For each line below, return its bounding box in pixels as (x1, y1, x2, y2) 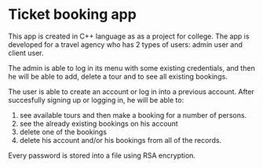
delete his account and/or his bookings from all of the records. (19, 135, 222, 144)
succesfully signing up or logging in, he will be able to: (8, 95, 184, 104)
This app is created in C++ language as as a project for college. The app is (8, 31, 250, 41)
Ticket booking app (8, 5, 137, 24)
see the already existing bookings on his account (19, 119, 178, 128)
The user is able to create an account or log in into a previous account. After (8, 86, 255, 96)
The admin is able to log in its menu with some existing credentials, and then (8, 63, 255, 72)
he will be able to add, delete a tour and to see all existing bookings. (8, 71, 228, 81)
